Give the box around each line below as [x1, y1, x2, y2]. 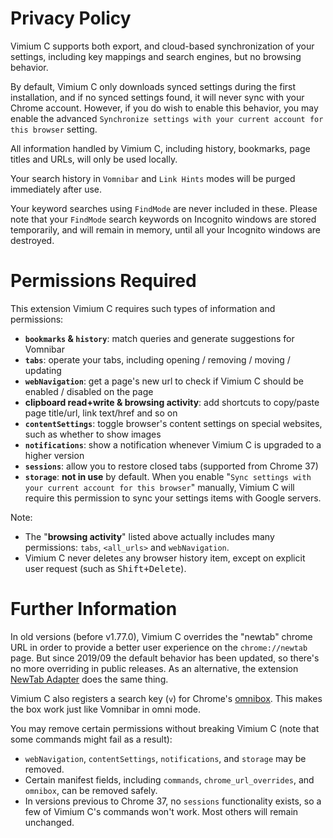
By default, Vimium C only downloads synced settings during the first [10, 80, 297, 92]
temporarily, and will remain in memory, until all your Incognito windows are [10, 223, 322, 236]
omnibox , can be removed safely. [24, 784, 158, 796]
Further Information [10, 598, 178, 621]
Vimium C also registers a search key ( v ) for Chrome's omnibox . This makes [10, 692, 323, 704]
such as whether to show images [24, 428, 162, 440]
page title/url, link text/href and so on [24, 407, 178, 419]
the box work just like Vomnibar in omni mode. [10, 703, 202, 715]
